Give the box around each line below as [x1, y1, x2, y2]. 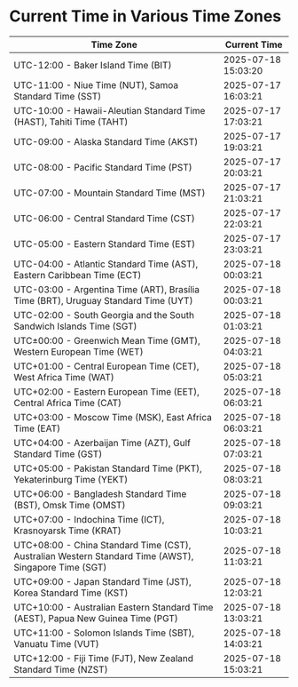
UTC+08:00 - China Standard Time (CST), [13, 539, 192, 551]
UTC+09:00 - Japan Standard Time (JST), [13, 575, 192, 587]
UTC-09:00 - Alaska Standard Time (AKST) [13, 135, 199, 148]
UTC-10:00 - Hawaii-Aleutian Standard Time [13, 104, 206, 116]
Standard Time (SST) [13, 90, 102, 102]
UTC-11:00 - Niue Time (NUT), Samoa [13, 78, 179, 91]
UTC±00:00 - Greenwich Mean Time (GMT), [13, 334, 201, 347]
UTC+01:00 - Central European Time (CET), [13, 360, 200, 372]
